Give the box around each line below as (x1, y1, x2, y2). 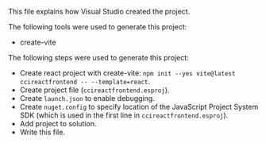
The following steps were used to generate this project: (8, 53, 189, 62)
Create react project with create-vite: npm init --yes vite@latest (19, 68, 236, 78)
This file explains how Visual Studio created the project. (8, 7, 191, 16)
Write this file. (19, 127, 66, 137)
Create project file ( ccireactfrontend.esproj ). (19, 85, 170, 95)
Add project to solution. (19, 119, 97, 128)
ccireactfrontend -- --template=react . (19, 77, 151, 86)
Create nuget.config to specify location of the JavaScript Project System (19, 102, 259, 111)
